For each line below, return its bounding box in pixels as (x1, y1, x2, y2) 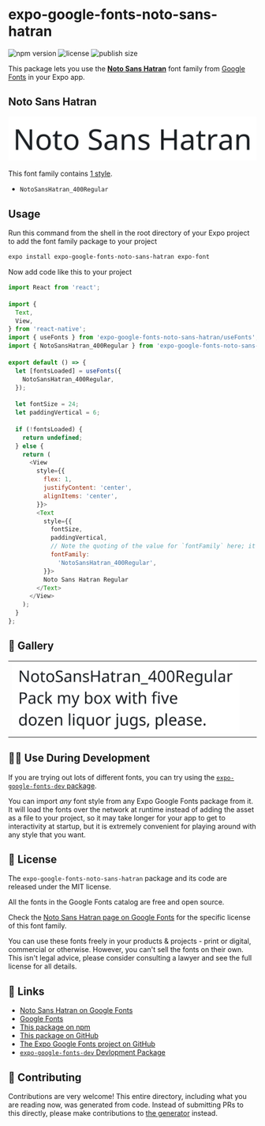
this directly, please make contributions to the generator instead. (8, 1109, 218, 1118)
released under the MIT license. (8, 882, 112, 892)
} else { (15, 442, 44, 450)
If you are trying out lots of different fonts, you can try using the (8, 772, 215, 782)
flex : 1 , (43, 476, 73, 483)
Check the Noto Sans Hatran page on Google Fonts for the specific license (8, 912, 251, 923)
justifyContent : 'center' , (43, 484, 132, 492)
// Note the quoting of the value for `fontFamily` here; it (50, 542, 256, 551)
